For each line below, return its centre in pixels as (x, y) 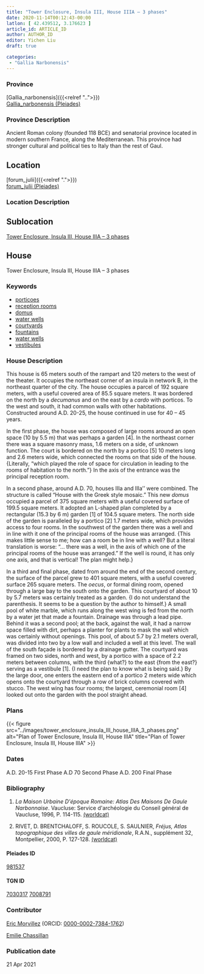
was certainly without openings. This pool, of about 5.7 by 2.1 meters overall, (102, 637)
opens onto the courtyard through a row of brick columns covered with (95, 682)
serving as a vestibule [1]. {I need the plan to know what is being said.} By (99, 669)
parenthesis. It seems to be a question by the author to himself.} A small (97, 604)
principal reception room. (38, 477)
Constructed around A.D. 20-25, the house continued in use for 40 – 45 (96, 413)
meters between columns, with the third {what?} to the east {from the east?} (102, 662)
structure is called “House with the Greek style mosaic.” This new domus (98, 495)
